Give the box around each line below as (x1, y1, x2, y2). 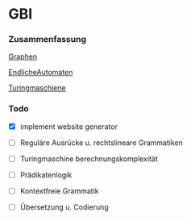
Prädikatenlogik (19, 170, 73, 180)
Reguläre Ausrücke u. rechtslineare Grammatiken (19, 138, 183, 147)
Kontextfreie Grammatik (19, 186, 99, 196)
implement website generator (19, 122, 118, 131)
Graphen (8, 52, 38, 61)
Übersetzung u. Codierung (19, 202, 109, 212)
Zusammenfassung (8, 34, 87, 45)
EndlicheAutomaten (8, 68, 73, 77)
